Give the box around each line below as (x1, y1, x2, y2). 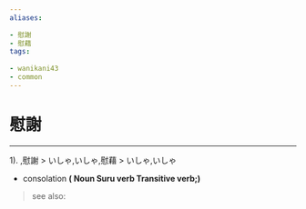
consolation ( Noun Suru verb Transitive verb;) (22, 173, 201, 184)
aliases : (9, 13, 43, 23)
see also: (31, 190, 66, 201)
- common (9, 73, 43, 82)
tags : (9, 47, 30, 56)
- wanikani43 (9, 65, 59, 74)
